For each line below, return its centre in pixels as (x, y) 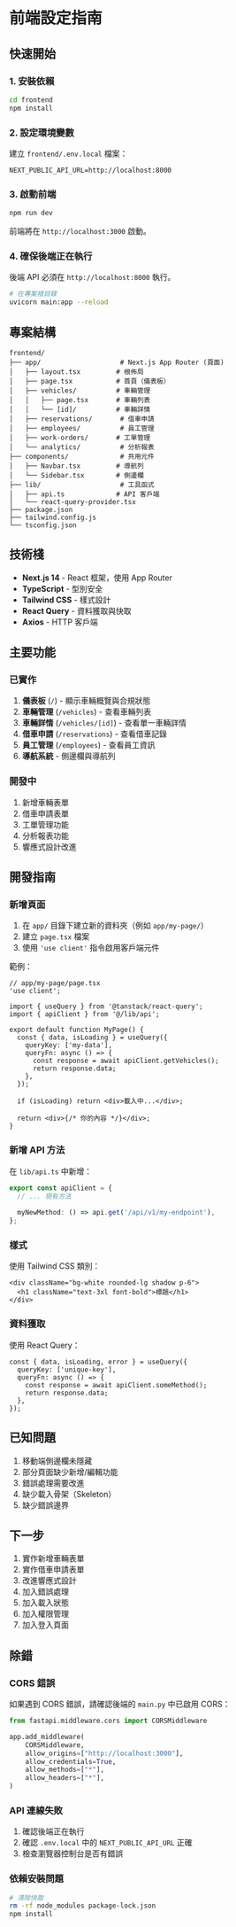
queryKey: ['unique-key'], (67, 1370)
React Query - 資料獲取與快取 (76, 610)
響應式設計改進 (49, 846)
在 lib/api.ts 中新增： (51, 1171)
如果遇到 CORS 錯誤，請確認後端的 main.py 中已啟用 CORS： (120, 1704)
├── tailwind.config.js (53, 517)
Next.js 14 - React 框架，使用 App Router (97, 578)
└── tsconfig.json (43, 525)
